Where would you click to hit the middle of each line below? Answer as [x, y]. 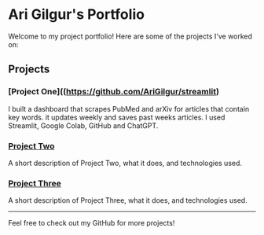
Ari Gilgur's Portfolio [77, 15]
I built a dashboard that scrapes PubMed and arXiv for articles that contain [129, 108]
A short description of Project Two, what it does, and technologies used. [125, 163]
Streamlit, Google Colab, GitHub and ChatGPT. [83, 125]
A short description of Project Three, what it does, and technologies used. [128, 200]
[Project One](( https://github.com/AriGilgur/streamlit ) [114, 92]
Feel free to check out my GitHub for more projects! [92, 223]
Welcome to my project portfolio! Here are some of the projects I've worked [130, 36]
